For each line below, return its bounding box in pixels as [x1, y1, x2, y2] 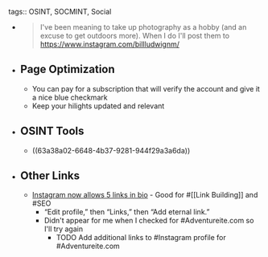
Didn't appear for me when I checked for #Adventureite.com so [43, 216, 254, 226]
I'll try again [43, 224, 83, 234]
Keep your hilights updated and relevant [31, 100, 165, 111]
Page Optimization [19, 63, 115, 76]
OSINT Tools [19, 124, 85, 138]
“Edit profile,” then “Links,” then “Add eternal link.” [43, 207, 210, 217]
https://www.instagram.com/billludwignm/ [39, 39, 179, 49]
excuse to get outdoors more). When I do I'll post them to [39, 31, 230, 40]
